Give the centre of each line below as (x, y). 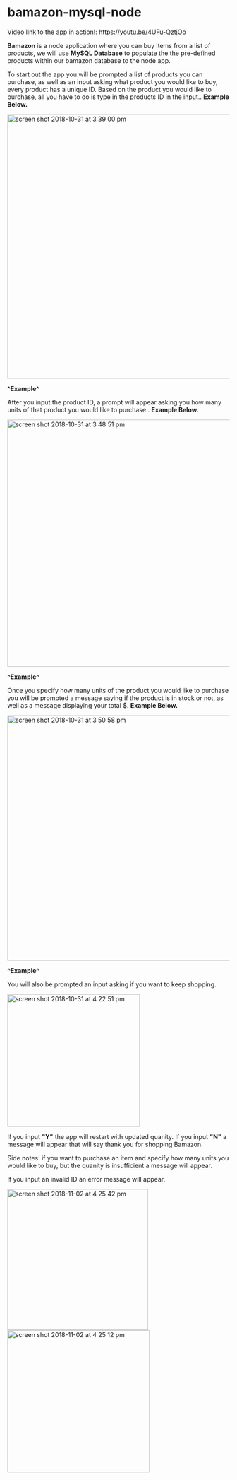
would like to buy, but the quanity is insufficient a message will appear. (110, 1165)
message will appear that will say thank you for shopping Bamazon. (105, 1144)
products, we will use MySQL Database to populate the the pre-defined (111, 53)
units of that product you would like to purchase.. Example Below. (103, 409)
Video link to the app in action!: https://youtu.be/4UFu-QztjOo (97, 32)
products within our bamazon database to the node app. (89, 60)
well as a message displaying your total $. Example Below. (93, 705)
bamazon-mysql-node (75, 12)
